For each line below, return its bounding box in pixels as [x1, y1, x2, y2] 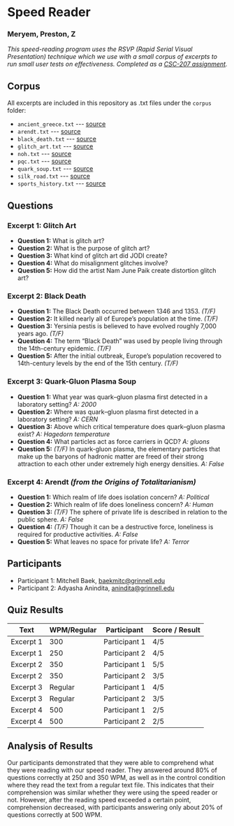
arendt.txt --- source [17, 127, 81, 136]
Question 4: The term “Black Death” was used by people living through [17, 337, 223, 345]
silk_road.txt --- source [17, 172, 91, 181]
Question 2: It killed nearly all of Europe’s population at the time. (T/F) [17, 314, 219, 323]
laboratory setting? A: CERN [17, 414, 98, 423]
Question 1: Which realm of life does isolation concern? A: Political [17, 493, 210, 501]
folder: [7, 106, 27, 115]
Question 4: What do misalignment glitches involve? [17, 258, 168, 267]
